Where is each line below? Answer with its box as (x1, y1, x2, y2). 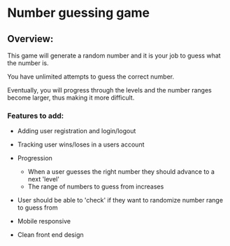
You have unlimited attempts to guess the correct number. (7, 72, 175, 81)
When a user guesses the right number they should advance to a (27, 168, 215, 176)
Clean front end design (17, 231, 84, 239)
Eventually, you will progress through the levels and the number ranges (7, 86, 212, 94)
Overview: (7, 33, 54, 45)
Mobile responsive (17, 217, 71, 226)
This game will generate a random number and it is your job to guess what (7, 51, 222, 60)
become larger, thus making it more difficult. (7, 93, 135, 102)
